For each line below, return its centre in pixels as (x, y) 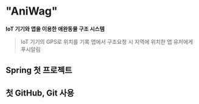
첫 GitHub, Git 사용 (40, 93)
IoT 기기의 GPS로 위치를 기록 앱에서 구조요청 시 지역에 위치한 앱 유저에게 (107, 41)
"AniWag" (32, 11)
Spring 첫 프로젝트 (39, 70)
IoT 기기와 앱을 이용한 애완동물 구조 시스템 (55, 29)
